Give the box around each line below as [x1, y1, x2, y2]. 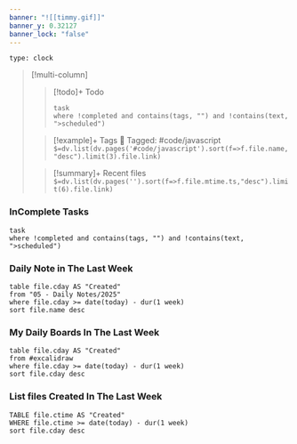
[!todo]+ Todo [52, 86, 105, 98]
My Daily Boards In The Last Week [9, 326, 160, 338]
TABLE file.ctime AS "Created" [9, 410, 125, 419]
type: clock [9, 54, 53, 63]
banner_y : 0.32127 [9, 21, 77, 30]
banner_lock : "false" [9, 29, 90, 38]
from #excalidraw [9, 354, 74, 363]
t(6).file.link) [52, 185, 114, 194]
